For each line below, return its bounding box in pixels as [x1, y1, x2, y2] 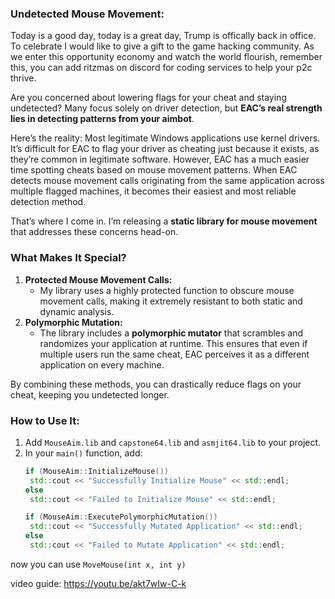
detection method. [10, 196, 87, 208]
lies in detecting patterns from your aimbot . [10, 113, 195, 125]
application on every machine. [39, 358, 165, 371]
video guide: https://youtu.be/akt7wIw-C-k [10, 577, 187, 589]
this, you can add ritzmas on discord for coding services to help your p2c [10, 62, 313, 74]
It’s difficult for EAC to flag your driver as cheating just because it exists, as [10, 143, 320, 155]
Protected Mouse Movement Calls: [24, 273, 173, 286]
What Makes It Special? [10, 251, 127, 265]
